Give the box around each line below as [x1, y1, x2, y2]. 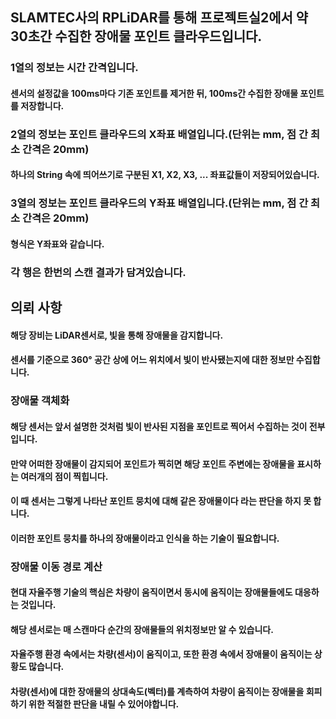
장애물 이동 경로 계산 [10, 559, 103, 573]
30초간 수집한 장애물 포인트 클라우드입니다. [10, 28, 263, 45]
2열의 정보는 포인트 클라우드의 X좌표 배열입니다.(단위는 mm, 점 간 [10, 127, 309, 141]
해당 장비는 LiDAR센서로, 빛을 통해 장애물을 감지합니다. [10, 329, 224, 341]
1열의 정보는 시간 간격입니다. [10, 61, 139, 75]
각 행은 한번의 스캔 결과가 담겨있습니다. [10, 265, 187, 279]
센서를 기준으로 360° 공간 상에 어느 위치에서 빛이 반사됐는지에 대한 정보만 [10, 354, 295, 366]
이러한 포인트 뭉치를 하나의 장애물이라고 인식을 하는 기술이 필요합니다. [10, 532, 280, 544]
